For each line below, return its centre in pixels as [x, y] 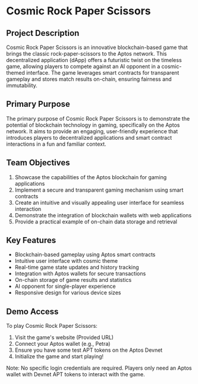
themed [16, 73]
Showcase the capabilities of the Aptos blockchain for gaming [91, 177]
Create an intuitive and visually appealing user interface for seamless [99, 202]
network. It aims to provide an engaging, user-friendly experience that [92, 131]
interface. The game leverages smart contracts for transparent [103, 73]
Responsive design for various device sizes [68, 293]
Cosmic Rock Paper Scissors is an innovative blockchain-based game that [97, 47]
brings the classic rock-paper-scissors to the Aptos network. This [87, 54]
